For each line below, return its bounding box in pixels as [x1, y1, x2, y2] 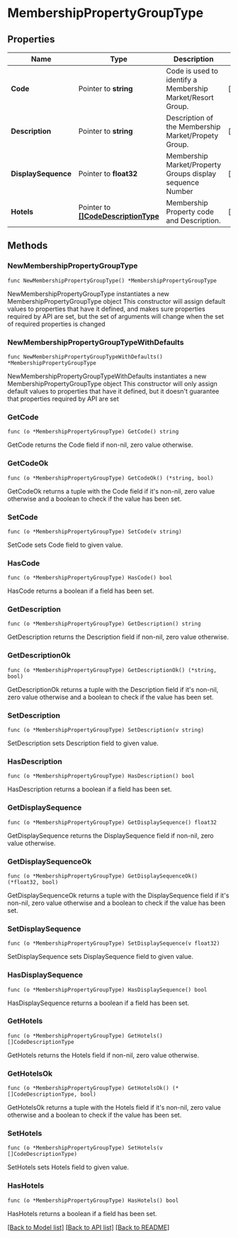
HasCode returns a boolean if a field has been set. [7, 586, 154, 596]
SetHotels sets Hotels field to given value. [7, 1163, 130, 1171]
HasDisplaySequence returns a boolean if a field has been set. [7, 999, 190, 1007]
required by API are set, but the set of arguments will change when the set [7, 312, 225, 320]
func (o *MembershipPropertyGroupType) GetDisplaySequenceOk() [7, 873, 198, 880]
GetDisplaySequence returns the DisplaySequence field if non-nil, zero [7, 831, 214, 840]
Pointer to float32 [78, 169, 138, 178]
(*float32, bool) [7, 878, 59, 886]
